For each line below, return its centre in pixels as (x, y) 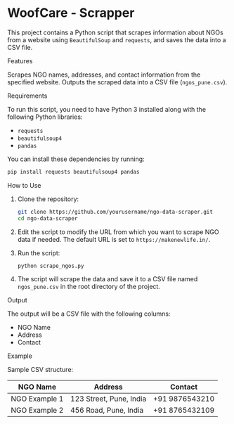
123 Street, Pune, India (108, 399)
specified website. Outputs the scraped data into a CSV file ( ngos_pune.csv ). (117, 82)
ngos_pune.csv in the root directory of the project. (89, 287)
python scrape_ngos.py (51, 266)
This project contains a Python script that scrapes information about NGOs (115, 32)
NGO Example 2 (37, 411)
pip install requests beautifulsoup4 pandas (73, 172)
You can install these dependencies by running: (76, 159)
